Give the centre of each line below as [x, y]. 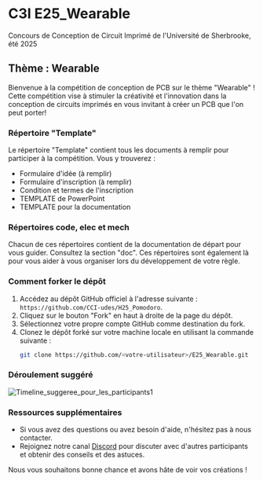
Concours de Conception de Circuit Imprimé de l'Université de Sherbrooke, [130, 35]
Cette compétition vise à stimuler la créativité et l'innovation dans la [117, 96]
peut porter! [27, 112]
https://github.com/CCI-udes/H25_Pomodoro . [91, 307]
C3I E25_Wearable [69, 14]
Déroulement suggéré [51, 375]
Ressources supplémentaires [65, 412]
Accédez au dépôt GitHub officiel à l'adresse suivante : [108, 299]
